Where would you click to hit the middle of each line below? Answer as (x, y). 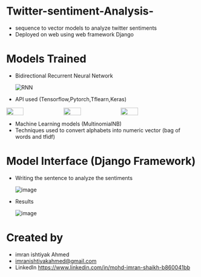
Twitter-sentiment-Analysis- (80, 11)
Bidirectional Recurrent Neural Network (64, 75)
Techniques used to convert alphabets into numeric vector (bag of (97, 130)
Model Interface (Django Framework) (101, 161)
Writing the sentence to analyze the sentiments (74, 178)
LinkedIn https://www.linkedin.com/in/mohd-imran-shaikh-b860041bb (103, 267)
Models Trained (46, 59)
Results (24, 201)
